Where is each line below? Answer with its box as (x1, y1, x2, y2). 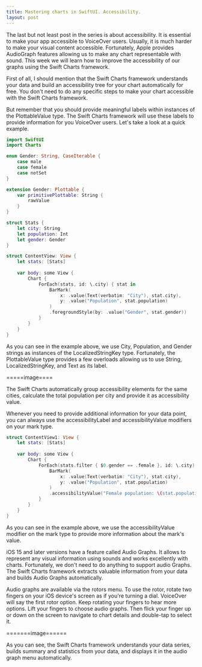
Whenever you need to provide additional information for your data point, (6, 410, 188, 417)
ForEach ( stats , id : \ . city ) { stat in (38, 281, 136, 287)
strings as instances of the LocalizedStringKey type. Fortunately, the (6, 349, 176, 356)
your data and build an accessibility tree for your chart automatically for (6, 81, 183, 88)
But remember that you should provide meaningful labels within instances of (6, 106, 195, 113)
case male (17, 159, 42, 165)
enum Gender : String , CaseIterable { (6, 153, 101, 159)
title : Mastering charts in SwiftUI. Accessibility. (6, 8, 141, 15)
